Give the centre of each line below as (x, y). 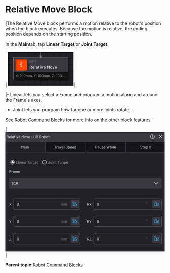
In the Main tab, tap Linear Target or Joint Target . (57, 44)
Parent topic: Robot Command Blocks (44, 265)
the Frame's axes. (24, 100)
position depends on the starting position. (49, 34)
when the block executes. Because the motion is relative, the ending (76, 28)
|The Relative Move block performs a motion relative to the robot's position (83, 23)
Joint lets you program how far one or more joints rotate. (71, 109)
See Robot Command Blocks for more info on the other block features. (79, 120)
